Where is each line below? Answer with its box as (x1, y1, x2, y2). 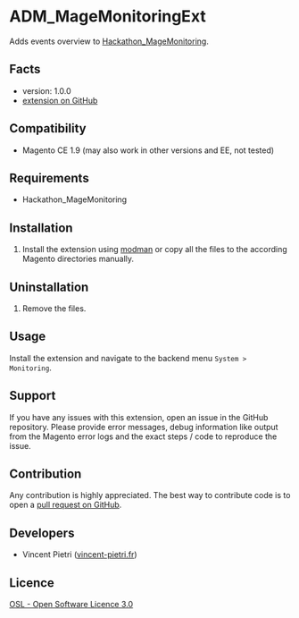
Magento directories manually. (21, 253, 135, 265)
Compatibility (9, 121, 87, 136)
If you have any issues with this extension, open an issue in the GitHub (9, 411, 269, 422)
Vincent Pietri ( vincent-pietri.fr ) (21, 549, 137, 560)
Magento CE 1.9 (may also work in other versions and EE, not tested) (21, 145, 275, 156)
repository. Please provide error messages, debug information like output (9, 421, 278, 432)
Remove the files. (21, 303, 87, 314)
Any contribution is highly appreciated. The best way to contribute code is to (9, 490, 291, 501)
